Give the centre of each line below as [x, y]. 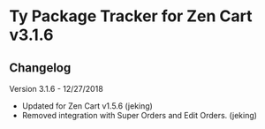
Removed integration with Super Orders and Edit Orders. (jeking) [140, 115]
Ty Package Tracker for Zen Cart [131, 16]
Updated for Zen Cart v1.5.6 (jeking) [87, 106]
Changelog [40, 68]
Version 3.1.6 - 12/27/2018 [56, 89]
